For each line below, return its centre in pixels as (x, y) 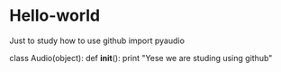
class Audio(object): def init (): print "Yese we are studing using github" (141, 58)
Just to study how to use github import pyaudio (97, 40)
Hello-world (55, 16)
